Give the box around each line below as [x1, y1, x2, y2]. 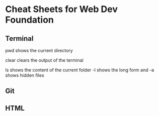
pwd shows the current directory [5, 48, 73, 53]
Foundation [5, 14, 54, 26]
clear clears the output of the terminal [5, 57, 84, 63]
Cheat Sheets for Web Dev [5, 4, 118, 15]
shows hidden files [5, 72, 44, 78]
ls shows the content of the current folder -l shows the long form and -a [5, 67, 154, 73]
